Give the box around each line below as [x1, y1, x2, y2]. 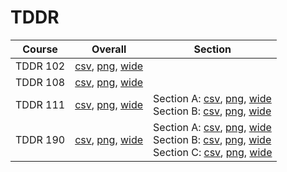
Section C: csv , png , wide [153, 145, 273, 159]
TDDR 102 [15, 59, 66, 73]
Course [22, 42, 58, 56]
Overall [91, 42, 127, 56]
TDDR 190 [15, 132, 66, 146]
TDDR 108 [15, 75, 66, 89]
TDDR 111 [15, 97, 66, 111]
